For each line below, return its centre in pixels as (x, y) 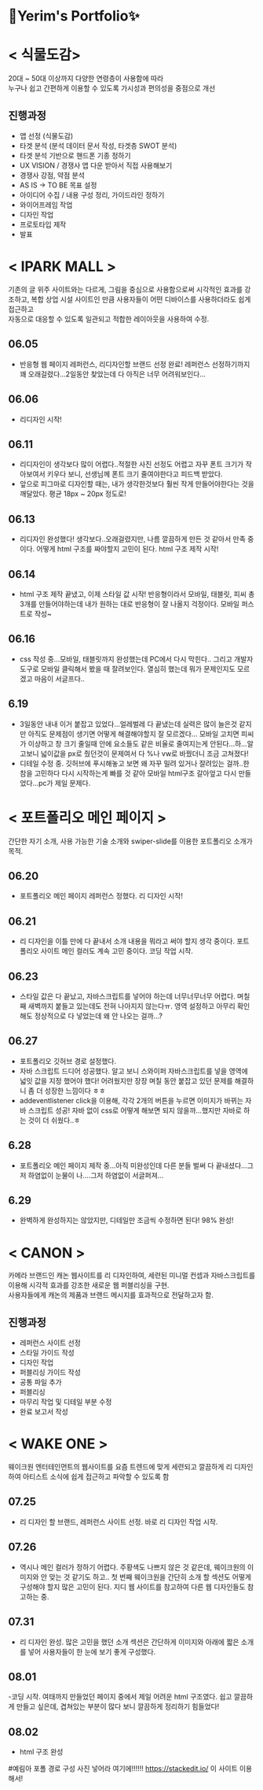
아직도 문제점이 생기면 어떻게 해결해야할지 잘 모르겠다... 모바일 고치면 (133, 734)
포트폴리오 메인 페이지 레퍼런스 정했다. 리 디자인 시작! (101, 896)
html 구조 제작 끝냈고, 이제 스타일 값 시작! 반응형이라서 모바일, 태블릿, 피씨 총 (137, 594)
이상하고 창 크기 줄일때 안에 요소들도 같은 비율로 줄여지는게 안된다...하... (137, 743)
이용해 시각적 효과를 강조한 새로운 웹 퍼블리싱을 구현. (89, 1285)
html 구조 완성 (41, 1752)
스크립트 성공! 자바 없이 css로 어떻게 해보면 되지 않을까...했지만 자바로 (135, 1110)
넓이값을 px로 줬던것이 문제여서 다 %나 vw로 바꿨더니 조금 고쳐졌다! (144, 753)
